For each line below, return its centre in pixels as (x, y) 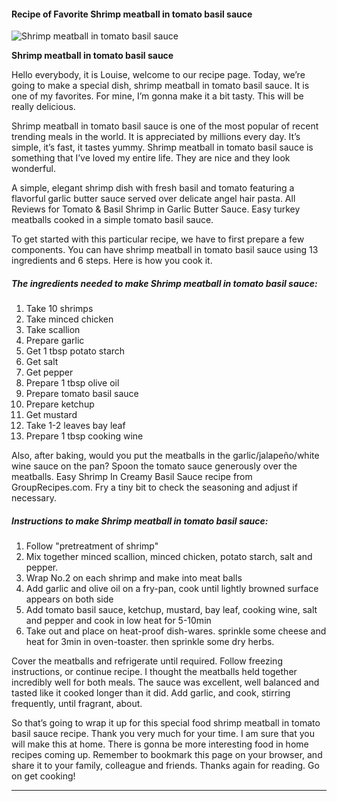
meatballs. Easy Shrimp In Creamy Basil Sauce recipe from (132, 477)
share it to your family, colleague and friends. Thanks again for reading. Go (165, 766)
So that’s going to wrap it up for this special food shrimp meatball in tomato (166, 723)
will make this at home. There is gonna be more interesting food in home (160, 744)
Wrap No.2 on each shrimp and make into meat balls (134, 578)
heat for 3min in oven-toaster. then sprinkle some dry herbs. (150, 642)
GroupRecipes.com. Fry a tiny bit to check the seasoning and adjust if (154, 487)
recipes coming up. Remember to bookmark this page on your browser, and (167, 755)
